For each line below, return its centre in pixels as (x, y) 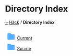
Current (25, 38)
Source (24, 48)
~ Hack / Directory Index (30, 22)
